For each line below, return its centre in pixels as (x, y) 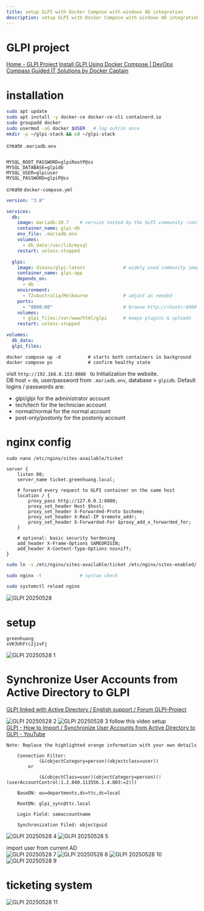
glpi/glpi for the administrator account (63, 398)
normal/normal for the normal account (63, 411)
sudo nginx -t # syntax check (62, 575)
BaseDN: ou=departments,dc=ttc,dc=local (69, 793)
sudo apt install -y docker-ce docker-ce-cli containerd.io (84, 117)
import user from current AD (42, 848)
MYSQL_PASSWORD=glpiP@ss (38, 178)
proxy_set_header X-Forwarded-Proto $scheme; (87, 511)
